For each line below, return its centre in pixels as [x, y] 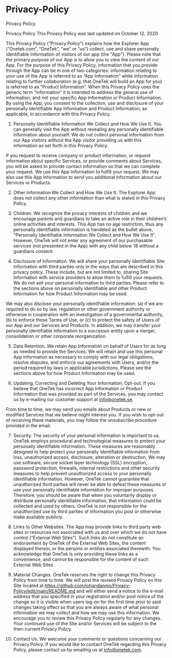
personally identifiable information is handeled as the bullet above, [83, 229]
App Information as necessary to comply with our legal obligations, [84, 357]
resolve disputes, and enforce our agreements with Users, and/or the [86, 362]
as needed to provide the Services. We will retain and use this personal [88, 351]
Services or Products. [29, 182]
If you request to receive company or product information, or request [78, 155]
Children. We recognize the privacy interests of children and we [80, 213]
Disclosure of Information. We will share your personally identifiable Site [89, 261]
